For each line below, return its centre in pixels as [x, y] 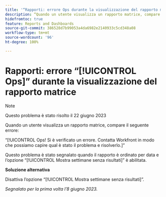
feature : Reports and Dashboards [40, 24]
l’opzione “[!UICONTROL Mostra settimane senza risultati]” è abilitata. [76, 160]
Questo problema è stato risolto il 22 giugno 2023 [56, 115]
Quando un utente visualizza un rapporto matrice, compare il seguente [77, 125]
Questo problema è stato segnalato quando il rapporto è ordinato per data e [82, 155]
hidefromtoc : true [24, 19]
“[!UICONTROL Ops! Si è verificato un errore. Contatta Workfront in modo [80, 140]
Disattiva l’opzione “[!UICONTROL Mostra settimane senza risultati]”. [75, 179]
